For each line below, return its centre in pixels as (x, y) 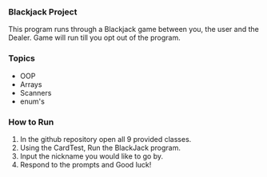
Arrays (31, 84)
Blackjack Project (43, 12)
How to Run (31, 122)
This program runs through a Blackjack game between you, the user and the (134, 29)
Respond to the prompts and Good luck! (86, 164)
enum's (32, 101)
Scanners (36, 92)
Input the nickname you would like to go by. (92, 156)
